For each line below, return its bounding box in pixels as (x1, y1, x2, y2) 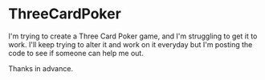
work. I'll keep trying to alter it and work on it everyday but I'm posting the (8, 39, 253, 49)
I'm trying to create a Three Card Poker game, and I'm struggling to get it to (8, 31, 258, 41)
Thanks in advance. (8, 63, 74, 73)
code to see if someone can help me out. (8, 48, 145, 58)
